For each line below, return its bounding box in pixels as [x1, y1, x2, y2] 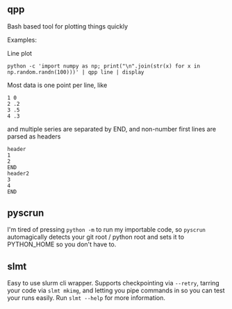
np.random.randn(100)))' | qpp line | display [7, 68, 144, 76]
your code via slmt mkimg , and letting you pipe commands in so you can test [7, 286, 225, 295]
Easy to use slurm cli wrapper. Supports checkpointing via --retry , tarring [7, 279, 220, 287]
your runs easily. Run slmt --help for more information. [7, 294, 165, 302]
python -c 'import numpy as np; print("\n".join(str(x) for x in [7, 63, 200, 70]
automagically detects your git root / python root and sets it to [7, 233, 185, 241]
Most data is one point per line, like [7, 81, 108, 89]
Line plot [7, 49, 33, 57]
